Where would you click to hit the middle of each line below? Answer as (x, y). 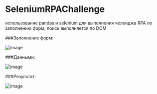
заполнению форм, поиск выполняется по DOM (56, 28)
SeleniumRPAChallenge (55, 9)
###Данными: (20, 57)
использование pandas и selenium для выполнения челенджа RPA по (79, 23)
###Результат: (21, 76)
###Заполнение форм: (29, 38)
